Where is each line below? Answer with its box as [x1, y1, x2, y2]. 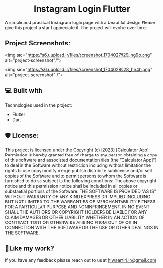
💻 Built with [5, 87, 43, 95]
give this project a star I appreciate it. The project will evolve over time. [5, 24, 147, 30]
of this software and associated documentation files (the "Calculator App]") [5, 157, 157, 163]
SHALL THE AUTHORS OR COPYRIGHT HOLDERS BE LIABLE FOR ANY [5, 209, 147, 215]
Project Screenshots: [5, 39, 71, 47]
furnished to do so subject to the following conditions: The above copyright [5, 178, 157, 184]
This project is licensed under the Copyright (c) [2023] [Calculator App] [5, 147, 149, 153]
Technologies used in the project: [5, 102, 72, 108]
